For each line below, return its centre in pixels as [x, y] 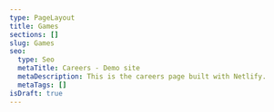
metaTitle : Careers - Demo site [79, 69]
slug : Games [32, 43]
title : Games [34, 26]
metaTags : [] [42, 85]
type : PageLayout [42, 18]
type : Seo [36, 60]
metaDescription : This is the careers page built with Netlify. [142, 77]
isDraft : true [36, 93]
